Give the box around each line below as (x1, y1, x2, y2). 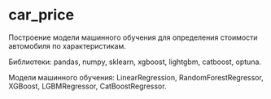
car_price (8, 6, 75, 24)
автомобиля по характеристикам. (8, 41, 126, 50)
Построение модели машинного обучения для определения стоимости (8, 32, 258, 42)
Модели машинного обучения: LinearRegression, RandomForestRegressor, (8, 72, 264, 82)
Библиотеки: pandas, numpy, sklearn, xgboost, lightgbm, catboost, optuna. (8, 57, 262, 67)
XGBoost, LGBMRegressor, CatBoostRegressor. (8, 81, 167, 91)
